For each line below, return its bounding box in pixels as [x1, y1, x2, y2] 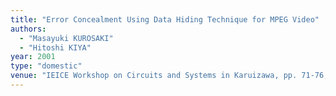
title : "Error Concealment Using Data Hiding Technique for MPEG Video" [10, 14, 320, 25]
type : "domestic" [10, 61, 83, 71]
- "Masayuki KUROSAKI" [19, 33, 114, 43]
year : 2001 [10, 52, 56, 62]
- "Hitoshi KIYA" [19, 42, 92, 53]
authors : [10, 24, 47, 34]
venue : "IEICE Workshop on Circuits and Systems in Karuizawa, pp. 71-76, [10, 71, 329, 81]
